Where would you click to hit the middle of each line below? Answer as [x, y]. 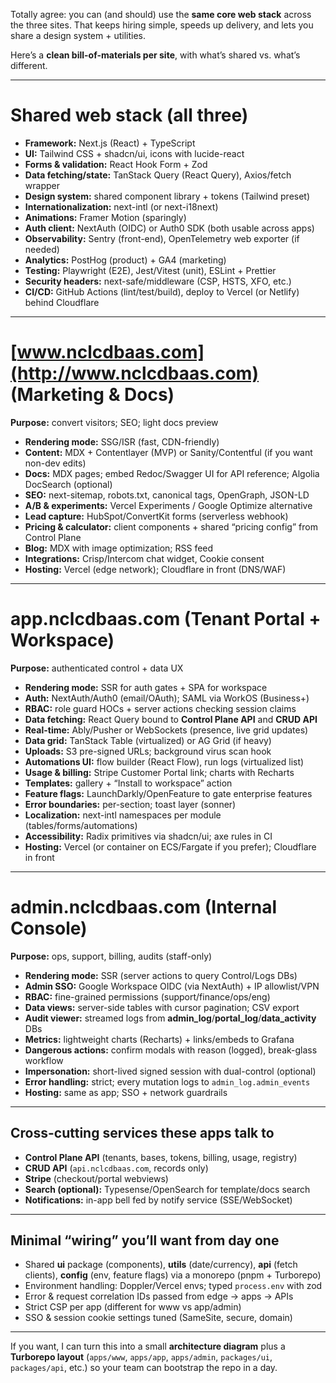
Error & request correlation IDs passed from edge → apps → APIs [159, 1296]
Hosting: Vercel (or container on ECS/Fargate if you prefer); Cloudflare [170, 846]
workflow [44, 1060]
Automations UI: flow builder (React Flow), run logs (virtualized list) [164, 761]
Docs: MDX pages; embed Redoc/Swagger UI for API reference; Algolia [172, 473]
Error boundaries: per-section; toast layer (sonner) [130, 804]
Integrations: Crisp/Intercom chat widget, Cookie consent [144, 558]
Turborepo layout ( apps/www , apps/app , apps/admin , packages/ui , [141, 1357]
